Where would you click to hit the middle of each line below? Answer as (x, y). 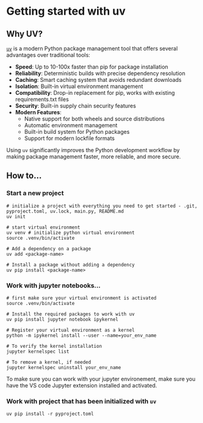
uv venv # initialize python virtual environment (71, 233)
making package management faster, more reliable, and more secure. (94, 156)
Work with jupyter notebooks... (53, 285)
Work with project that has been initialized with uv (81, 401)
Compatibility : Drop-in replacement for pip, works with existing (95, 93)
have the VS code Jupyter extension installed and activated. (82, 385)
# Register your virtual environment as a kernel (71, 330)
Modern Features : (38, 112)
